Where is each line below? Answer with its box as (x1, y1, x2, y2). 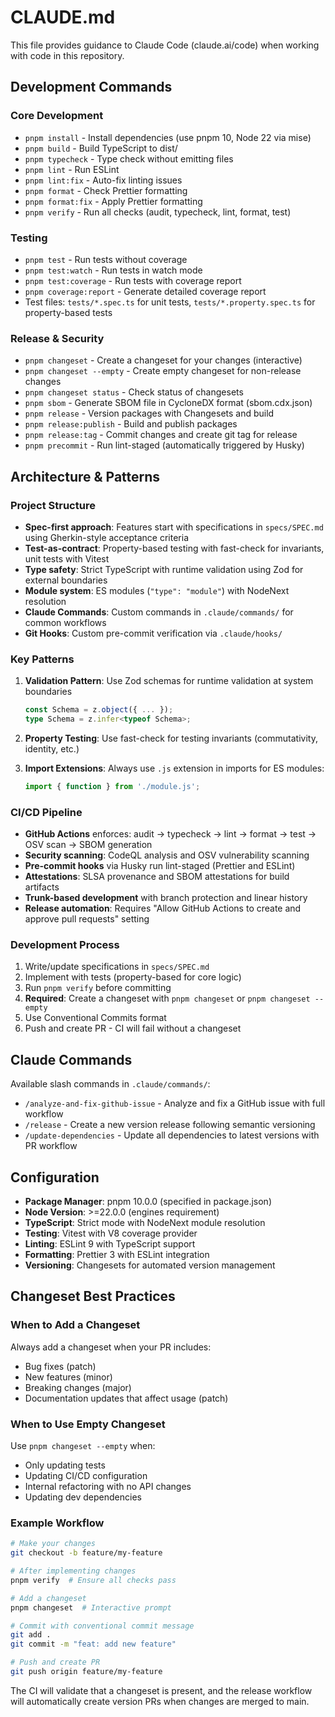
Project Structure (10, 498, 96, 512)
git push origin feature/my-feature (10, 1667, 163, 1677)
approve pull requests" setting (24, 913, 150, 925)
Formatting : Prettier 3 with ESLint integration (24, 1249, 210, 1261)
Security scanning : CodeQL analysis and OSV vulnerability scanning (24, 849, 310, 861)
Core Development (10, 109, 104, 123)
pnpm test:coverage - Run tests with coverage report (24, 274, 242, 286)
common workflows (24, 616, 107, 628)
